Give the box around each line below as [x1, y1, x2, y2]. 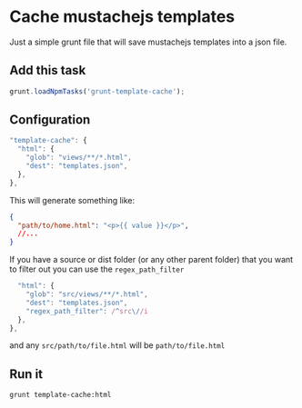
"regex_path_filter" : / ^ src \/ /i [25, 306, 148, 315]
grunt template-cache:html [9, 391, 112, 400]
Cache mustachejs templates [9, 6, 236, 27]
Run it [9, 366, 44, 382]
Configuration [9, 112, 91, 128]
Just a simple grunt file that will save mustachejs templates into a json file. [9, 36, 287, 47]
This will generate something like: [9, 194, 136, 205]
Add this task [9, 63, 86, 78]
